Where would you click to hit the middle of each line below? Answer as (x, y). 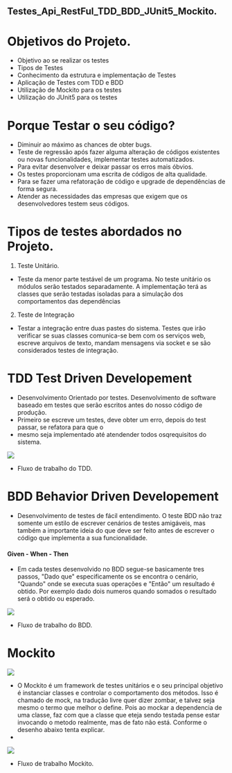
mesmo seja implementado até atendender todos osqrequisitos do (111, 435)
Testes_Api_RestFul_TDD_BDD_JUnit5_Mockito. (112, 11)
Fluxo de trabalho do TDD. (54, 469)
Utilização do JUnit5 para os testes (67, 97)
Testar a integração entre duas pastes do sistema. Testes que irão (111, 329)
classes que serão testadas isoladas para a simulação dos (100, 294)
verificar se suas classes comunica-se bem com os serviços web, (111, 335)
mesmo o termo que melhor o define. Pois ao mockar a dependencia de (119, 708)
